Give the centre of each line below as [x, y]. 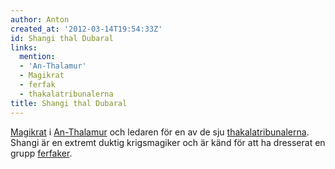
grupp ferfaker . [41, 153]
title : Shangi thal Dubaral [69, 103]
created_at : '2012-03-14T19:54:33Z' [86, 29]
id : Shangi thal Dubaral [62, 38]
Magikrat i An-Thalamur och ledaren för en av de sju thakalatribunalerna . [160, 132]
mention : [37, 57]
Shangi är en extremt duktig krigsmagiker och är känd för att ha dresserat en [168, 142]
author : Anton [40, 19]
